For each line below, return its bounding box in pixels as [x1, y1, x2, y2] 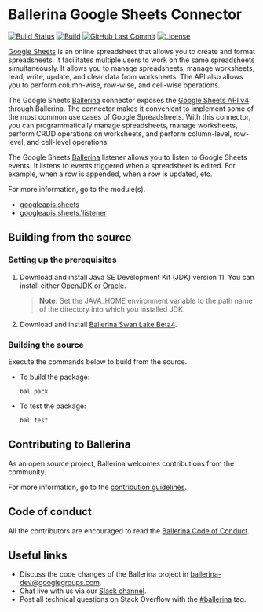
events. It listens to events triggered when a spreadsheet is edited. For [8, 160, 236, 170]
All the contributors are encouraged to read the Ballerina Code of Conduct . [8, 525, 250, 536]
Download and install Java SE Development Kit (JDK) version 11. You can [19, 272, 255, 282]
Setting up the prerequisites [8, 254, 117, 265]
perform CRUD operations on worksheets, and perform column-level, [8, 128, 232, 138]
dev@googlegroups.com [19, 578, 100, 588]
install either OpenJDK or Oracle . [19, 281, 127, 290]
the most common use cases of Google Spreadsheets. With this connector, [8, 112, 251, 121]
